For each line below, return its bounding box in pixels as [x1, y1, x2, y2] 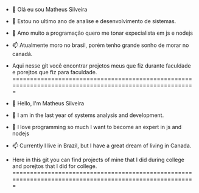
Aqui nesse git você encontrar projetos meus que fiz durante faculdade [12, 62, 191, 69]
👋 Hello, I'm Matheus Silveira [12, 100, 85, 107]
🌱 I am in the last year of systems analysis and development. [12, 111, 164, 119]
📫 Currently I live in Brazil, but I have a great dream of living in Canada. [12, 142, 192, 149]
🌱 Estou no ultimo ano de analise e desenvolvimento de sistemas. [12, 18, 176, 24]
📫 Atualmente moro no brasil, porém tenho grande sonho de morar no [12, 41, 189, 49]
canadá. [12, 51, 33, 57]
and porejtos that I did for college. [12, 163, 97, 170]
